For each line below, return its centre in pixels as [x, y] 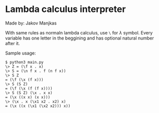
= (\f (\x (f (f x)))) [29, 88]
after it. [13, 43]
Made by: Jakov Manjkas [31, 23]
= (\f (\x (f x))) [24, 79]
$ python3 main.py [24, 62]
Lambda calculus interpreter [66, 9]
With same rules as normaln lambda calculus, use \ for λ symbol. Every [79, 32]
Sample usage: [21, 53]
